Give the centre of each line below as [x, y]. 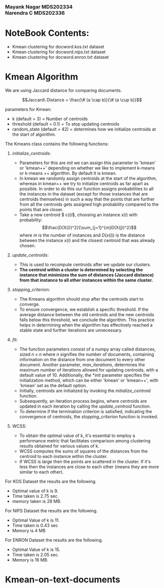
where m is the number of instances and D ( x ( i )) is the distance [82, 235]
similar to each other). [41, 472]
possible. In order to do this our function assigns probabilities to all [86, 189]
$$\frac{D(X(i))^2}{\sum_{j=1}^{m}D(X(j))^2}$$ [89, 227]
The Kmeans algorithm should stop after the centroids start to [82, 299]
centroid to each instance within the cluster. [63, 456]
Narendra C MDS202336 [35, 13]
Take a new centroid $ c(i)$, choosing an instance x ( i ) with [78, 215]
